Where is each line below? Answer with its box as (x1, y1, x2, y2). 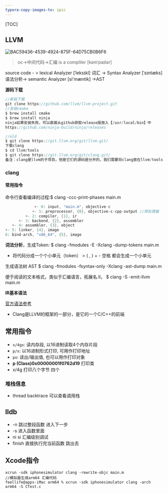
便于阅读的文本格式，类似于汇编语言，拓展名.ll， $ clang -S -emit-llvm (5, 274, 150, 280)
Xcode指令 (5, 456, 39, 465)
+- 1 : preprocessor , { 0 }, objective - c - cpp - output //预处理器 (31, 209, 159, 214)
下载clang (5, 143, 24, 148)
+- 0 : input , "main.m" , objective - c (34, 204, 111, 209)
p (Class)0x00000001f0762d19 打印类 (12, 360, 94, 366)
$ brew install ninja (5, 115, 50, 120)
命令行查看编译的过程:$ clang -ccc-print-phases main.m (5, 194, 121, 200)
